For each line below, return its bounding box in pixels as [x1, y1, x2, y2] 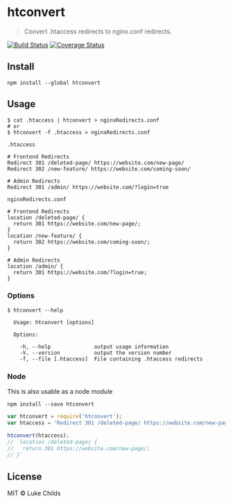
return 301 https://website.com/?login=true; [13, 269, 148, 276]
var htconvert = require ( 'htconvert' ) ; [7, 413, 123, 420]
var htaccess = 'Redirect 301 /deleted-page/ [7, 420, 141, 426]
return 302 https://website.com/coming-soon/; [13, 238, 150, 246]
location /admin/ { [7, 262, 64, 270]
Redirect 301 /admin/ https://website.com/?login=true [7, 184, 169, 191]
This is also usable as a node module [7, 388, 113, 396]
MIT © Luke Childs [7, 489, 61, 497]
